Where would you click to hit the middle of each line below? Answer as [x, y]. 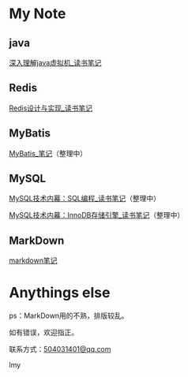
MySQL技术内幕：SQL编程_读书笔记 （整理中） [85, 199]
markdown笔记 [33, 260]
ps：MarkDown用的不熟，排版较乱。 [69, 315]
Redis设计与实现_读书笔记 [51, 108]
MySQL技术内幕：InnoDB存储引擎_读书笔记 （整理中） [97, 215]
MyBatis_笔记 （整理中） [48, 153]
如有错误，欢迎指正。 [43, 333]
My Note [38, 14]
